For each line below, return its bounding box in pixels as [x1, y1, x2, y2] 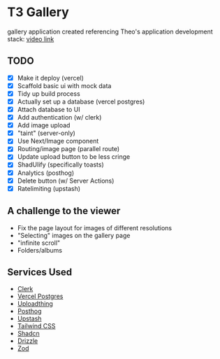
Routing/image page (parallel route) [17, 145, 120, 153]
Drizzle [17, 337, 38, 345]
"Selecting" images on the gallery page [17, 231, 131, 239]
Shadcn [17, 330, 40, 338]
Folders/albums [17, 246, 63, 254]
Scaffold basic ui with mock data [17, 81, 112, 90]
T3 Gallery [7, 4, 70, 20]
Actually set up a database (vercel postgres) [17, 97, 145, 106]
